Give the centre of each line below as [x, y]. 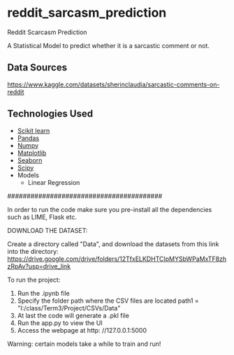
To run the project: [34, 280]
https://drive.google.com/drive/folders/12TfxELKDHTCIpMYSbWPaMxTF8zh [117, 259]
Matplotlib [32, 153]
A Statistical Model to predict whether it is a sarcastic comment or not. [108, 45]
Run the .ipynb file [43, 293]
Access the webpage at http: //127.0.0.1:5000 [82, 330]
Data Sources [37, 68]
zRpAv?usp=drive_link [39, 266]
